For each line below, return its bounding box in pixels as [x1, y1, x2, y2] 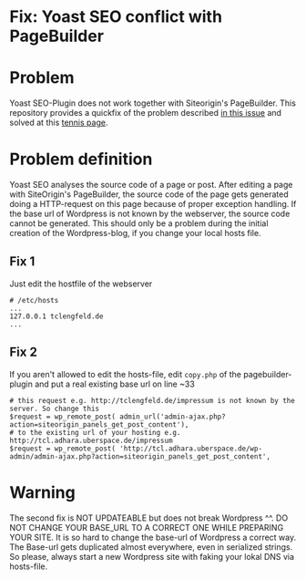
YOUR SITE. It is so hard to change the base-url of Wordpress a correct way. [9, 532, 297, 543]
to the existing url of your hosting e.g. [17, 428, 181, 437]
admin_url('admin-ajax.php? [119, 412, 226, 421]
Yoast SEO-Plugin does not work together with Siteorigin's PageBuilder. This [9, 98, 296, 109]
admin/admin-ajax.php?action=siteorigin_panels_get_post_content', [9, 451, 271, 461]
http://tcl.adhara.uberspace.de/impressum [9, 436, 173, 445]
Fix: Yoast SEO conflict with [9, 6, 223, 27]
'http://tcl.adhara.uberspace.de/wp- [119, 444, 262, 453]
